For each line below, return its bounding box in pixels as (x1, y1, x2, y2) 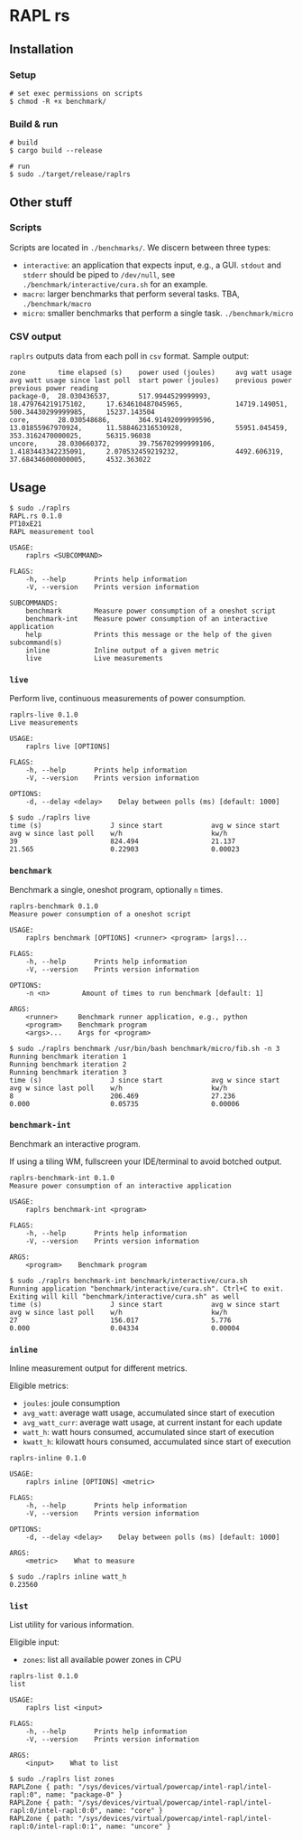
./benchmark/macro (22, 299, 92, 308)
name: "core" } (105, 1807, 164, 1816)
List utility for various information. (9, 1619, 134, 1630)
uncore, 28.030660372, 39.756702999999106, (9, 439, 216, 448)
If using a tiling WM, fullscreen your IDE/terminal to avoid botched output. (9, 1156, 282, 1167)
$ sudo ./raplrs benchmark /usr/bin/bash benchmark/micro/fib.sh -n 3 (9, 1044, 280, 1053)
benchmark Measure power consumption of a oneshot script (25, 606, 277, 615)
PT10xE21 (9, 519, 42, 529)
